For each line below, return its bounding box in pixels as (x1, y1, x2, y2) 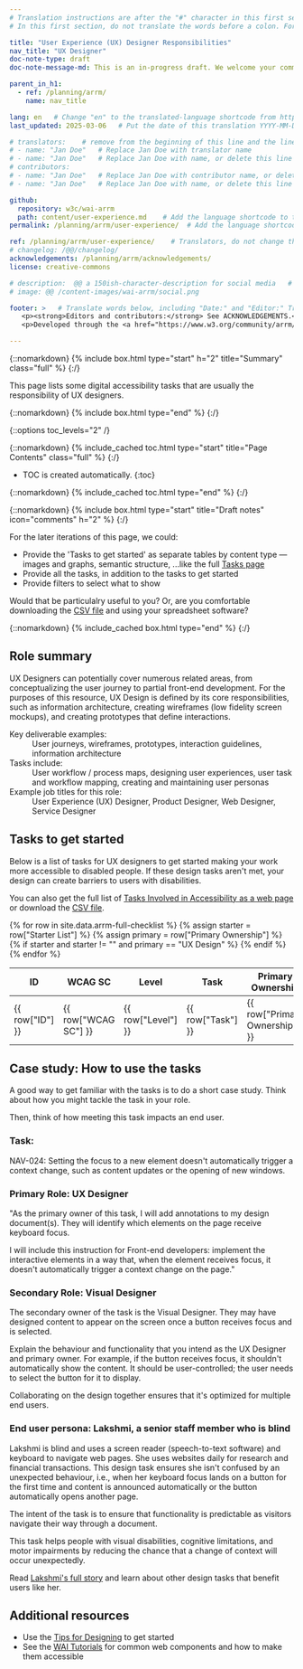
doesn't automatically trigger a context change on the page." (9, 1264, 235, 1275)
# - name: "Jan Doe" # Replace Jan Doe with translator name (9, 146, 252, 155)
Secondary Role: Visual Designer (9, 1286, 157, 1298)
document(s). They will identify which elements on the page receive (9, 1218, 262, 1229)
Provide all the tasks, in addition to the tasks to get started (22, 569, 239, 579)
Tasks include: (9, 757, 63, 768)
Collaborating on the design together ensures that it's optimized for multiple (9, 1390, 291, 1401)
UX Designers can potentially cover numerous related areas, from (9, 673, 253, 684)
